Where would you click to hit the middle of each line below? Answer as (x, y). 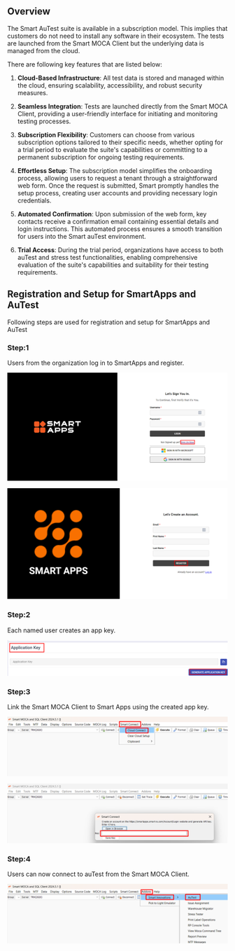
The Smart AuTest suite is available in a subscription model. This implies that (117, 28)
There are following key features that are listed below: (85, 64)
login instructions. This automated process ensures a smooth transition (120, 229)
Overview (29, 12)
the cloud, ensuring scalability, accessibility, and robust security (110, 85)
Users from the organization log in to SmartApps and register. (96, 363)
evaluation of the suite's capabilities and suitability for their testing (113, 265)
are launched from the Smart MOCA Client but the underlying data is (106, 43)
